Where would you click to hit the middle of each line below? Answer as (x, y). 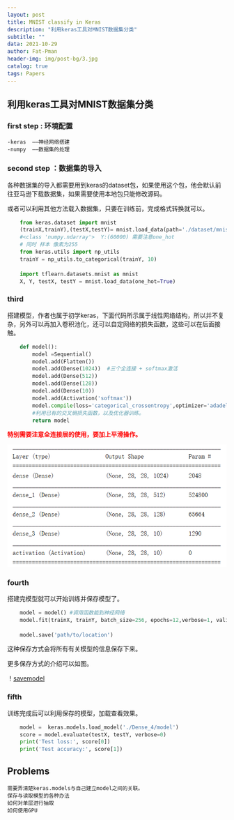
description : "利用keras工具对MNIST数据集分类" (72, 29)
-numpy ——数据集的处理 (38, 150)
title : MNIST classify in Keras (54, 22)
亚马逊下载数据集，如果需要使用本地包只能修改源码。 (89, 193)
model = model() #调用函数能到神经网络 (72, 613)
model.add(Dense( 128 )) (65, 384)
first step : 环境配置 (40, 126)
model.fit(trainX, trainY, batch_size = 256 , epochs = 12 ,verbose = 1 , (117, 620)
